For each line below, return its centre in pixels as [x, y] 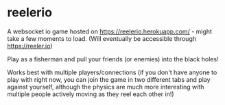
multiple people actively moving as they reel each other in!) [91, 94]
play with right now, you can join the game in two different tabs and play [109, 79]
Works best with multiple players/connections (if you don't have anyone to [112, 72]
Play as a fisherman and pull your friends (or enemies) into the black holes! [113, 59]
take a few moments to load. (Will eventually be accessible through [102, 38]
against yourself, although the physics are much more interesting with [106, 87]
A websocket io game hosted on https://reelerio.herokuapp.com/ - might [110, 31]
